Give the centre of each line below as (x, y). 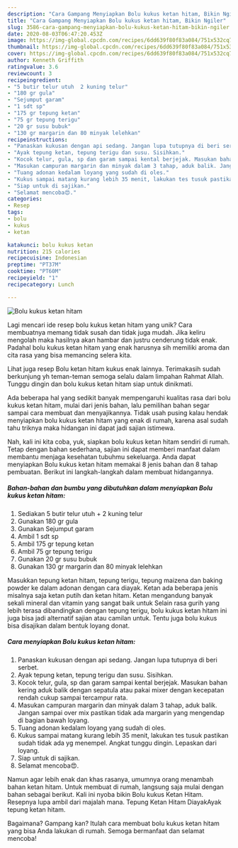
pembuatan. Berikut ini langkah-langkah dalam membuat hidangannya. (110, 472)
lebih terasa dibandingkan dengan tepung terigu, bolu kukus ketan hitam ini (117, 610)
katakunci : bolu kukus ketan (50, 245)
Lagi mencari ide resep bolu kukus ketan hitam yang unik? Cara (100, 325)
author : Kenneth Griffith (45, 60)
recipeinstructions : (38, 139)
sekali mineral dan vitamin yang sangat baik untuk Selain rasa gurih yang (113, 603)
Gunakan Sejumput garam (56, 528)
